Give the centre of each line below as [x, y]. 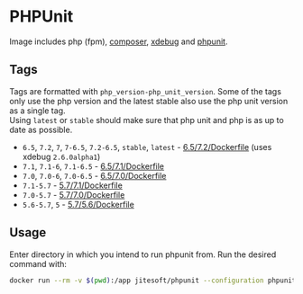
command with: [38, 263]
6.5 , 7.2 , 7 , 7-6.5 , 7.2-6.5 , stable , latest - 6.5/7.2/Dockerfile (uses [147, 147]
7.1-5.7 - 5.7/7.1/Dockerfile [73, 185]
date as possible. [41, 129]
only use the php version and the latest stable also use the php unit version [149, 101]
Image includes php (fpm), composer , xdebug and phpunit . [119, 41]
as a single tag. [37, 111]
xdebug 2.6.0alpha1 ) [61, 156]
